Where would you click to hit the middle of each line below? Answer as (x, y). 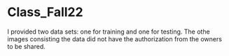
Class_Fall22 (45, 12)
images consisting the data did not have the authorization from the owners (115, 38)
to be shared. (26, 46)
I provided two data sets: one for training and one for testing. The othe (109, 31)
